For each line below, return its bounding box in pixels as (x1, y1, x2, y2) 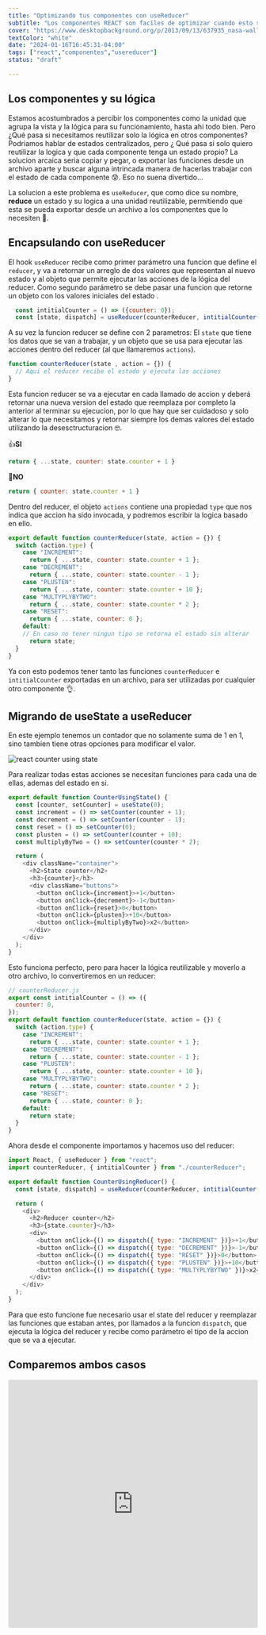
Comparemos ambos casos (8, 1358, 146, 1371)
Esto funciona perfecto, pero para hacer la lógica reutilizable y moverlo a (8, 962, 246, 972)
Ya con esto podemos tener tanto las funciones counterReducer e (8, 666, 220, 675)
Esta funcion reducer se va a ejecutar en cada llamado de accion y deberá (8, 389, 251, 398)
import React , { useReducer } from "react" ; (8, 1156, 158, 1164)
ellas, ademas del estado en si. (8, 779, 109, 788)
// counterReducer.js (8, 986, 80, 994)
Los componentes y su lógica (8, 92, 156, 106)
